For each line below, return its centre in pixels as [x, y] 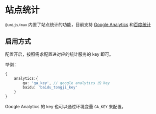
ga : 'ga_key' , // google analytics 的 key [66, 83]
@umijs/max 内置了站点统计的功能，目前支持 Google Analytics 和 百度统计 [78, 24]
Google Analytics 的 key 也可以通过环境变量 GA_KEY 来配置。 [65, 106]
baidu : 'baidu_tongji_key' [50, 88]
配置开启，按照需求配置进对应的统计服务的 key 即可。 [59, 54]
